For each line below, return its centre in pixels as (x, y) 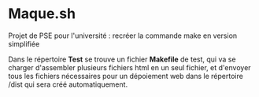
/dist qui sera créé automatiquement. (68, 84)
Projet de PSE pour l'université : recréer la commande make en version (123, 35)
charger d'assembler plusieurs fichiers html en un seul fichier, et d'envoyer (129, 67)
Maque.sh (42, 14)
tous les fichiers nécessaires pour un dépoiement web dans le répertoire (126, 76)
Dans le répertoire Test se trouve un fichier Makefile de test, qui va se (122, 59)
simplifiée (24, 43)
